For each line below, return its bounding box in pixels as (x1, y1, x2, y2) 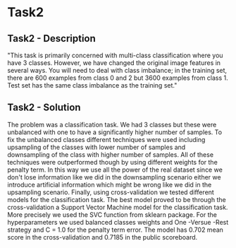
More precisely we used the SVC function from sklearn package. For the (7, 210, 217, 219)
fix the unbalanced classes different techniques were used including (7, 135, 206, 143)
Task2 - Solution (7, 102, 81, 114)
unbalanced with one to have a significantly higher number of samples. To (7, 128, 223, 136)
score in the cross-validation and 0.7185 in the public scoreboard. (7, 232, 198, 241)
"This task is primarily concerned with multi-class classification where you (7, 51, 223, 59)
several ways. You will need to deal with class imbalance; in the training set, (7, 66, 228, 74)
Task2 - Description (7, 33, 97, 45)
